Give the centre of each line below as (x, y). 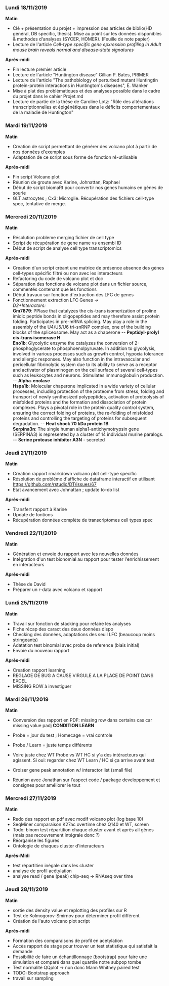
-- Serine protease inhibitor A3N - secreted (59, 439)
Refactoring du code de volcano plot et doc (58, 278)
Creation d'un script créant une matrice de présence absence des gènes (88, 267)
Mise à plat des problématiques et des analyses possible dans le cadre (86, 91)
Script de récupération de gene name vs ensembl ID (67, 243)
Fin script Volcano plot (36, 176)
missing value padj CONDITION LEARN (53, 726)
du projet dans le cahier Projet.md (48, 96)
